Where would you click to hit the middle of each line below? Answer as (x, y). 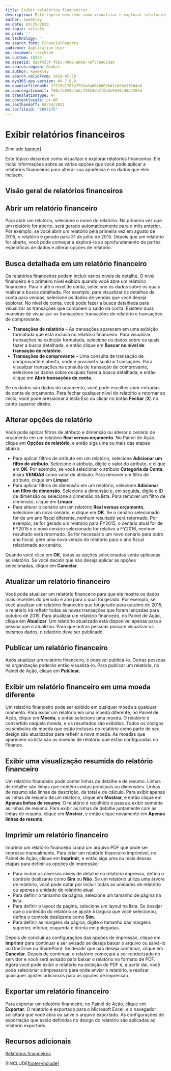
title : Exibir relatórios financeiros (46, 10)
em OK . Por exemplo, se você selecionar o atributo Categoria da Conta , (88, 469)
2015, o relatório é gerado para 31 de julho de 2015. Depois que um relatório (85, 237)
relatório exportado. (26, 1025)
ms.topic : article (25, 29)
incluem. (14, 175)
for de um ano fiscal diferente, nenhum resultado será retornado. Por (85, 518)
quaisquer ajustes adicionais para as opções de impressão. (67, 975)
